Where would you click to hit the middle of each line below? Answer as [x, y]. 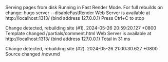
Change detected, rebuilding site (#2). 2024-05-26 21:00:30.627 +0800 [82, 49]
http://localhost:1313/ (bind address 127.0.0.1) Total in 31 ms [68, 39]
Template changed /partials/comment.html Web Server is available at [78, 33]
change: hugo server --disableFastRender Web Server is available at [78, 13]
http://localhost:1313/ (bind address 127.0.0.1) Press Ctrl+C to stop [75, 18]
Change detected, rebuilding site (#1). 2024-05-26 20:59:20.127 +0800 [81, 28]
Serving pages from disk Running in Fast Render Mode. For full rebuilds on [84, 7]
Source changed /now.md [33, 54]
